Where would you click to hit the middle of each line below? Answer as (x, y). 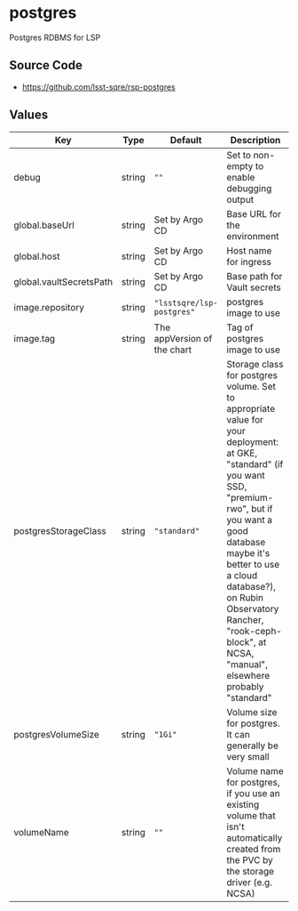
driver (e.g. (250, 882)
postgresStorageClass (60, 530)
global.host (37, 256)
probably (245, 686)
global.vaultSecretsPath (63, 281)
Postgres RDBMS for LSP (55, 37)
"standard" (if (255, 464)
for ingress (249, 262)
